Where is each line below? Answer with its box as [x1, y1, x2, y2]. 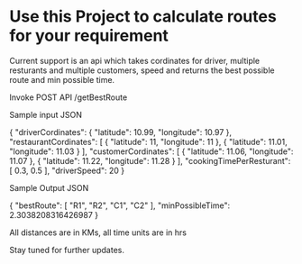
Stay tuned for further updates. [9, 244, 124, 255]
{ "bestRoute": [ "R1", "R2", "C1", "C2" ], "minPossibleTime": [9, 200, 231, 211]
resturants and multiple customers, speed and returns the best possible [9, 65, 275, 76]
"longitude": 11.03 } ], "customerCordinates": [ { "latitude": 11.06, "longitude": [9, 146, 294, 157]
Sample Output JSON [9, 182, 89, 193]
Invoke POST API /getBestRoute [9, 92, 128, 103]
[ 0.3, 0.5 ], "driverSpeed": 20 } [9, 165, 125, 176]
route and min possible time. [9, 74, 115, 85]
